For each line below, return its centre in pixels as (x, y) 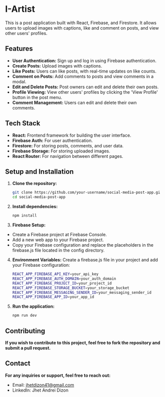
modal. (19, 81)
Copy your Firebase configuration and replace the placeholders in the (83, 245)
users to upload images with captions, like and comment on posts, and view (82, 28)
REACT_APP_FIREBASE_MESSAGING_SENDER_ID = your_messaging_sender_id (82, 292)
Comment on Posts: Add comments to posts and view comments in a (83, 76)
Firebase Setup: (29, 225)
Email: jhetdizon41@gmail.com (43, 385)
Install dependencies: (35, 207)
